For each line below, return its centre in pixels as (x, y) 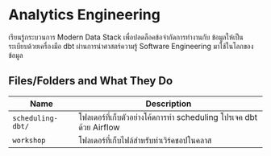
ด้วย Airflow (99, 127)
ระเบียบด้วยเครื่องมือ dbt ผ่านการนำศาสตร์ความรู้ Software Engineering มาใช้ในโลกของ (131, 46)
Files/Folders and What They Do (91, 81)
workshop (29, 140)
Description (169, 104)
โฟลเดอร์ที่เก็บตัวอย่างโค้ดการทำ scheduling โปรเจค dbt (168, 117)
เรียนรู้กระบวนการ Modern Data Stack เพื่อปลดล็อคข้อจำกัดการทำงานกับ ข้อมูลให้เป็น (126, 37)
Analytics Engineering (85, 15)
